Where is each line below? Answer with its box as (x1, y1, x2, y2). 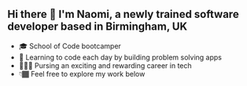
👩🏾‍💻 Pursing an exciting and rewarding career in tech (18, 60, 192, 70)
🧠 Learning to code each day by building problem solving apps (18, 52, 222, 62)
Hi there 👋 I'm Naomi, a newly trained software (7, 8, 239, 21)
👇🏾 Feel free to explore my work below (18, 69, 146, 78)
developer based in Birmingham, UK (7, 20, 188, 34)
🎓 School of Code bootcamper (18, 41, 121, 51)
